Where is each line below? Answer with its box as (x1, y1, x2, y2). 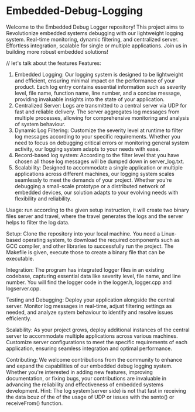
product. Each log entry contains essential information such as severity (14, 83, 186, 90)
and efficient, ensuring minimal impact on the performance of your (14, 77, 176, 84)
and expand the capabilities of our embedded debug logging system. (6, 362, 173, 369)
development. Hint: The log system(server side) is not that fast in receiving (6, 387, 186, 394)
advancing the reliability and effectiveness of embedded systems (6, 381, 164, 388)
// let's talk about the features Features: (6, 60, 101, 67)
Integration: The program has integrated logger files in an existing (6, 266, 165, 273)
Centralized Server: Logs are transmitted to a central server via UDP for (14, 102, 187, 109)
